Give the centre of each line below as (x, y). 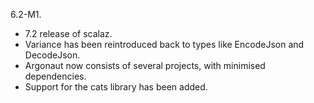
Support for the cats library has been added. (116, 87)
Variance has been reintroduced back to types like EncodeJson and (164, 44)
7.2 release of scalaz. (68, 33)
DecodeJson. (52, 55)
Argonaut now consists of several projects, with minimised (145, 65)
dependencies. (55, 76)
